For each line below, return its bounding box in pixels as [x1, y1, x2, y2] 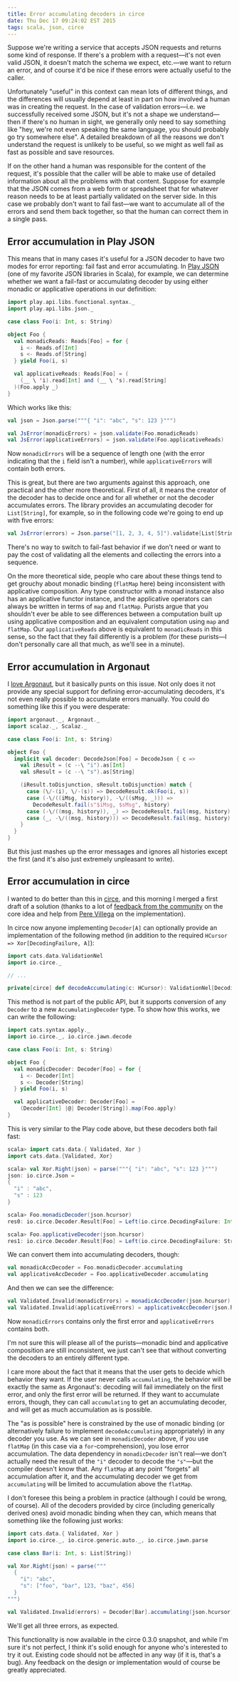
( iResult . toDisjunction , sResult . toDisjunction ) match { [20, 782, 193, 789]
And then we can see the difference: [7, 1284, 114, 1292]
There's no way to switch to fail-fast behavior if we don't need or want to [7, 543, 221, 551]
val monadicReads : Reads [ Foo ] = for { [14, 337, 129, 344]
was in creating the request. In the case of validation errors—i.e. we [7, 103, 206, 111]
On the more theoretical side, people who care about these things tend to [7, 572, 223, 581]
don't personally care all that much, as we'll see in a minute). [7, 640, 185, 649]
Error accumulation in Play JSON [7, 235, 155, 247]
